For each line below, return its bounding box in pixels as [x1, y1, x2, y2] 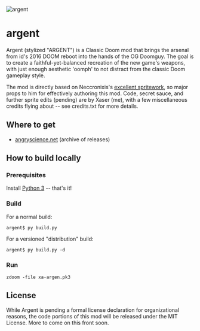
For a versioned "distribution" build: [6, 235, 94, 242]
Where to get [6, 120, 56, 130]
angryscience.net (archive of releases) [14, 135, 110, 143]
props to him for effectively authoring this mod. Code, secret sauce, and [6, 90, 184, 97]
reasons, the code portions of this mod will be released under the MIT [6, 312, 178, 320]
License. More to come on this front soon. [6, 319, 109, 326]
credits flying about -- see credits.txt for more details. [6, 102, 139, 110]
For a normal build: [6, 213, 53, 220]
